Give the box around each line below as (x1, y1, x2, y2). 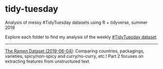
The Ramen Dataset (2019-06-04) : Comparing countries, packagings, (5, 48, 145, 54)
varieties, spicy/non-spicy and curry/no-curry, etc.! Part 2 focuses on (5, 53, 144, 59)
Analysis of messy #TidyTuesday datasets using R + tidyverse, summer (5, 19, 148, 25)
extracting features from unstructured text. (5, 58, 91, 64)
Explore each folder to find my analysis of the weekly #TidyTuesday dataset (5, 34, 157, 40)
